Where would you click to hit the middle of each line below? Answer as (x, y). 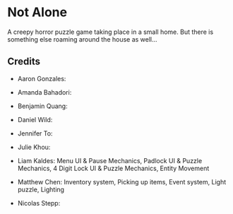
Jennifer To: (35, 133)
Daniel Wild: (35, 119)
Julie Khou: (34, 147)
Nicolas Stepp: (39, 203)
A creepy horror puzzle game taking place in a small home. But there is (110, 32)
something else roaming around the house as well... (82, 39)
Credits (24, 62)
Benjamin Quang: (43, 106)
